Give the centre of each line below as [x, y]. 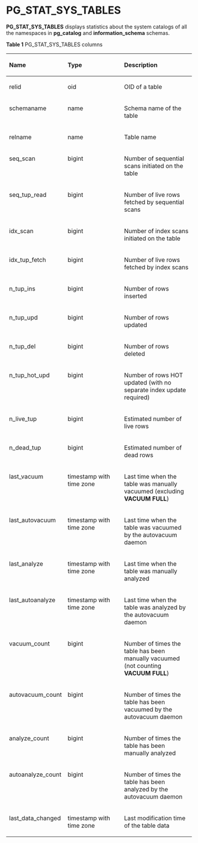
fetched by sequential [154, 202]
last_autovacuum [32, 520]
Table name [140, 137]
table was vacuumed [153, 527]
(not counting [143, 666]
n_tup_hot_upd [29, 375]
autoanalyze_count [35, 774]
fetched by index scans [156, 267]
